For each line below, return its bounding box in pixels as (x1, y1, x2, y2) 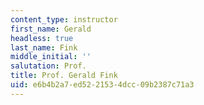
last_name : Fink (10, 42, 78, 53)
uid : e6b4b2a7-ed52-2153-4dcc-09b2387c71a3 (10, 80, 195, 90)
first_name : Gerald (10, 24, 92, 34)
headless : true (10, 33, 74, 43)
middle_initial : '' (10, 52, 92, 62)
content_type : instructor (10, 14, 118, 25)
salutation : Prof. (10, 61, 87, 71)
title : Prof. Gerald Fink (10, 71, 118, 81)
